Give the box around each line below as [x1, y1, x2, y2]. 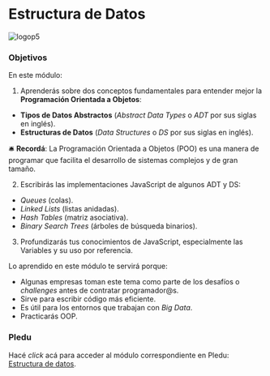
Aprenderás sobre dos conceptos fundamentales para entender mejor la [19, 86, 262, 96]
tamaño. [8, 164, 36, 174]
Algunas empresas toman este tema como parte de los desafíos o [19, 277, 240, 287]
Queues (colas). [19, 195, 74, 205]
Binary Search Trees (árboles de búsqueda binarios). [19, 221, 198, 231]
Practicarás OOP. [19, 311, 79, 321]
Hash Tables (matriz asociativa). [19, 212, 129, 223]
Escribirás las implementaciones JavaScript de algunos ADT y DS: [19, 180, 242, 190]
